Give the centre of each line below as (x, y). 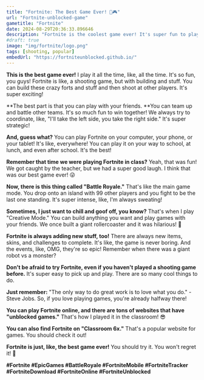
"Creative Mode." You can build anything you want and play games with (96, 217)
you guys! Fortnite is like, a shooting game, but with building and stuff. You (99, 81)
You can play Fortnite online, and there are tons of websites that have (96, 310)
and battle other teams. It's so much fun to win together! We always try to (98, 112)
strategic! (18, 125)
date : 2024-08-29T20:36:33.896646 (50, 29)
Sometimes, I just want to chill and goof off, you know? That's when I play (100, 211)
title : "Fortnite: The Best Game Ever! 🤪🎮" (63, 12)
